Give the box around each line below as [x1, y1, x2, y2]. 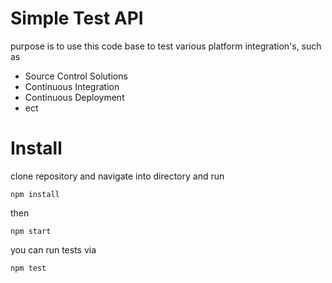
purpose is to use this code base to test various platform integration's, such [10, 40, 322, 52]
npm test [10, 263, 47, 273]
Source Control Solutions [24, 70, 128, 82]
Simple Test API [10, 7, 144, 30]
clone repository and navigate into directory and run [10, 170, 225, 182]
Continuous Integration [24, 80, 120, 92]
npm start [10, 226, 52, 236]
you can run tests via [10, 243, 97, 256]
